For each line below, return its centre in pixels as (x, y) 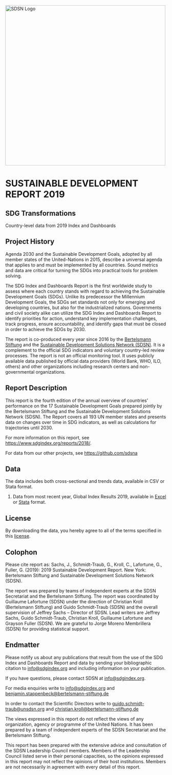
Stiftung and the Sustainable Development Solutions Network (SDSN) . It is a (85, 344)
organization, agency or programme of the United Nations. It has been (79, 724)
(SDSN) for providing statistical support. (47, 629)
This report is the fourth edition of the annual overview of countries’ (77, 400)
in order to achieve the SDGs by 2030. (46, 329)
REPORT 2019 (35, 195)
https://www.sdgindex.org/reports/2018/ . (49, 443)
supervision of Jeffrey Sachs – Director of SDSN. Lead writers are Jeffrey (83, 613)
